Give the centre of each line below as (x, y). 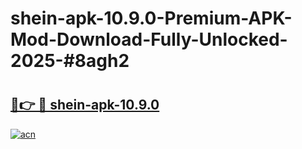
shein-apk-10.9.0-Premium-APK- (151, 18)
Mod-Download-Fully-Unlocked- (149, 39)
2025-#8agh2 (70, 61)
